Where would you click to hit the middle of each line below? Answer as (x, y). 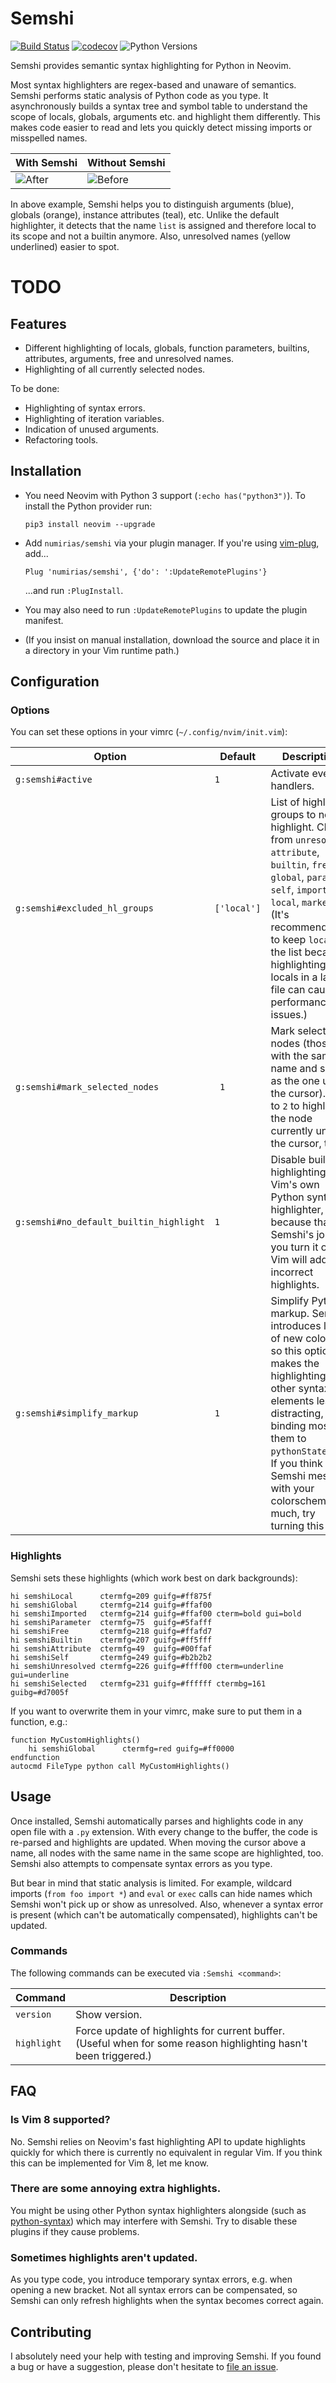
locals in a (294, 977)
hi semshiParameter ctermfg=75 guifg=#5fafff (111, 1622)
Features (38, 323)
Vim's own (295, 1185)
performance (301, 1002)
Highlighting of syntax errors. (85, 408)
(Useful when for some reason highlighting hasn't (191, 2043)
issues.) (289, 1015)
